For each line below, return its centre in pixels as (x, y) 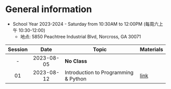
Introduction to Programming (99, 72)
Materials (151, 49)
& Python (75, 78)
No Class (76, 61)
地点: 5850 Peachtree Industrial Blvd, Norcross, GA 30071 (80, 36)
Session (18, 49)
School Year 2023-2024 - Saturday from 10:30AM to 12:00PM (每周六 (85, 24)
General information (49, 9)
